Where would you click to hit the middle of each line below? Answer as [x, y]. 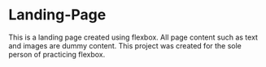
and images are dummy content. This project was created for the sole [125, 45]
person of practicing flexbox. [57, 54]
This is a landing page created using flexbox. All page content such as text [133, 37]
